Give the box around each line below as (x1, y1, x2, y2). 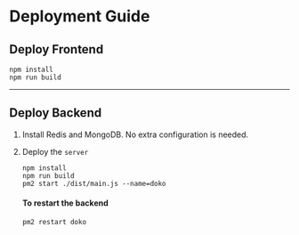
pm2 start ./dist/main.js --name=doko (21, 179, 166, 188)
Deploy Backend (9, 105, 102, 121)
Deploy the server (21, 146, 89, 157)
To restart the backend (21, 198, 109, 208)
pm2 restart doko (21, 218, 87, 227)
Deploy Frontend (9, 42, 104, 57)
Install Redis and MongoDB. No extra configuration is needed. (21, 129, 249, 140)
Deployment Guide (9, 6, 150, 27)
